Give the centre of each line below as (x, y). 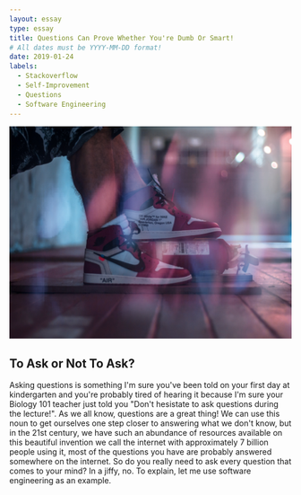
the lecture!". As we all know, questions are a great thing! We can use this (145, 414)
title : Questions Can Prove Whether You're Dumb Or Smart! (122, 38)
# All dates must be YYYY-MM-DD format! (86, 48)
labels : (24, 66)
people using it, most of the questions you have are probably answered (141, 452)
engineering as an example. (60, 481)
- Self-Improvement (54, 85)
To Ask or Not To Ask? (72, 363)
